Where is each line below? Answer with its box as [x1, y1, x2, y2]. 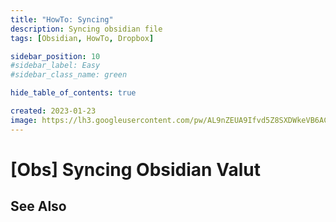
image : [10, 115, 38, 125]
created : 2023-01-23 [10, 106, 97, 116]
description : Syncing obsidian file [10, 24, 163, 34]
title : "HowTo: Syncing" [10, 14, 114, 25]
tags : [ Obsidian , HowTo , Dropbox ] [10, 33, 155, 43]
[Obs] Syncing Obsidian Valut [10, 158, 261, 181]
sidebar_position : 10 [10, 51, 101, 61]
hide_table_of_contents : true [10, 88, 137, 98]
